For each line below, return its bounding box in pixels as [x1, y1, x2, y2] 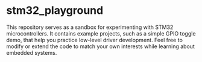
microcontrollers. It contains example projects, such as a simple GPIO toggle [6, 29, 196, 37]
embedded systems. [6, 49, 57, 56]
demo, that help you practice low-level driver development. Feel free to [6, 36, 183, 43]
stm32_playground [6, 4, 104, 17]
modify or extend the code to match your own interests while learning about [6, 43, 195, 50]
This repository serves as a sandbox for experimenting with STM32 [6, 23, 174, 31]
